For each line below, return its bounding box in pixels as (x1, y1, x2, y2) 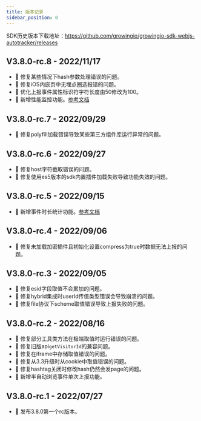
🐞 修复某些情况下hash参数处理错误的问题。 (15, 73, 123, 81)
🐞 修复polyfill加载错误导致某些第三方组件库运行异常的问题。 (15, 131, 165, 138)
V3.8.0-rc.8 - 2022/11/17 (6, 56, 101, 67)
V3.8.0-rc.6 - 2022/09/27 (6, 149, 106, 159)
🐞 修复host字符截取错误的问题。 (15, 165, 95, 173)
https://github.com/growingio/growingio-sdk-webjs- (64, 32, 196, 39)
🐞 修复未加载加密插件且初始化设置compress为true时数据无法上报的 (15, 243, 183, 250)
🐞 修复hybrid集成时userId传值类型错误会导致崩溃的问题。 (15, 292, 159, 300)
